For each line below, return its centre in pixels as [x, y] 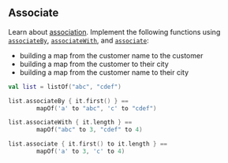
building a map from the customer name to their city [104, 72]
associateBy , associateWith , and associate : [78, 40]
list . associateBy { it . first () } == [68, 101]
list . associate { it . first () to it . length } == [88, 144]
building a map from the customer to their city [94, 64]
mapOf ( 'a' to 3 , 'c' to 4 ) [81, 152]
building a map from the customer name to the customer [111, 55]
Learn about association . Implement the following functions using [114, 31]
